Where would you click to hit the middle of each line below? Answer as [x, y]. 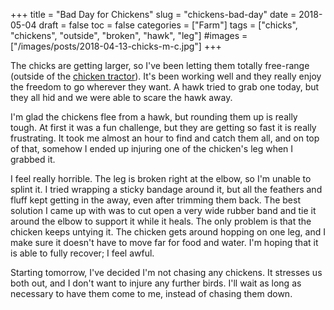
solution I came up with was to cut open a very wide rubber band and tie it [163, 210]
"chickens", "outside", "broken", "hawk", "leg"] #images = [129, 35]
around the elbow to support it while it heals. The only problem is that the [161, 221]
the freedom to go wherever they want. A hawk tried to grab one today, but [165, 87]
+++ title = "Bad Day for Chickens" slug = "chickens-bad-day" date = [153, 14]
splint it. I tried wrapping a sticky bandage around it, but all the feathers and [166, 189]
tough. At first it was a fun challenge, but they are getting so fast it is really [163, 127]
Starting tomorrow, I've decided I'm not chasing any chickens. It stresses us [166, 272]
